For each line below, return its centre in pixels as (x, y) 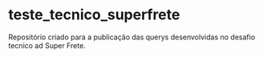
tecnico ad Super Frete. (47, 45)
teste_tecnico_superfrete (94, 15)
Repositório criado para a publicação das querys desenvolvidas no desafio (132, 37)
